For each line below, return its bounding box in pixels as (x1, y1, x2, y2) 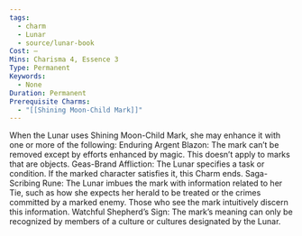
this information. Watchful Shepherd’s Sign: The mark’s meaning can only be (9, 206, 293, 217)
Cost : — (9, 47, 39, 56)
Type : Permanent (9, 64, 70, 73)
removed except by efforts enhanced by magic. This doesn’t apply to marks (9, 150, 290, 160)
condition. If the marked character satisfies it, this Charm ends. (9, 168, 243, 179)
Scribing (9, 177, 41, 189)
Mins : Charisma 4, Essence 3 (9, 55, 119, 64)
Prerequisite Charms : (9, 96, 91, 106)
